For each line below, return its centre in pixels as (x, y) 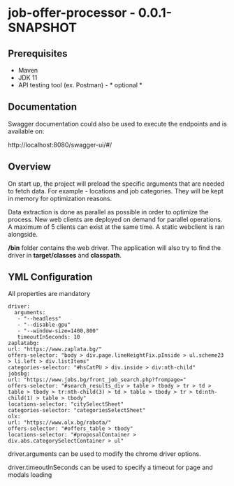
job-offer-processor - (72, 13)
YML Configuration (50, 277)
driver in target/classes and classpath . (65, 255)
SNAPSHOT (43, 28)
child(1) (21, 398)
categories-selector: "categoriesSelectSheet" (77, 411)
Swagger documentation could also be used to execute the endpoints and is (118, 124)
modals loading (30, 475)
